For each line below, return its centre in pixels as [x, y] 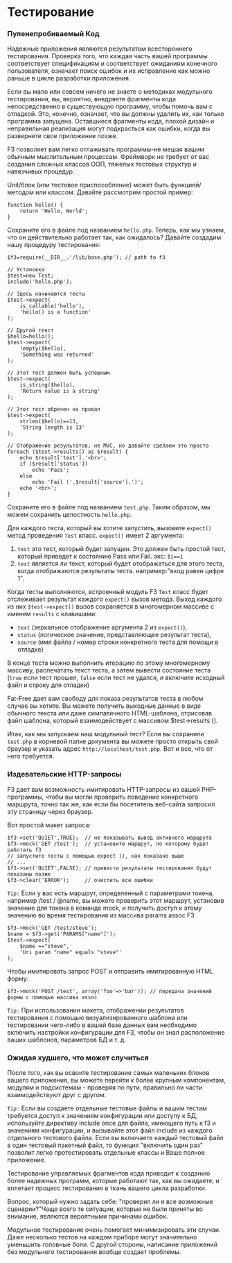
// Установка [26, 270]
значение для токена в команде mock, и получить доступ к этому [105, 908]
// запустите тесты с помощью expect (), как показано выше [96, 856]
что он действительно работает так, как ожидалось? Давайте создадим [114, 237]
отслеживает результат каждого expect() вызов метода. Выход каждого [115, 599]
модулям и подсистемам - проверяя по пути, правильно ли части [105, 1087]
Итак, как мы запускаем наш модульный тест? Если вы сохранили [106, 734]
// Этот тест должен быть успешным [59, 373]
